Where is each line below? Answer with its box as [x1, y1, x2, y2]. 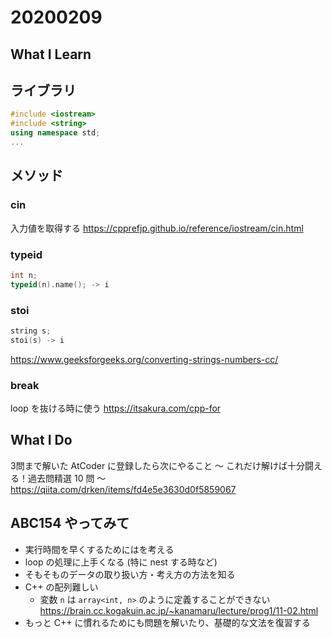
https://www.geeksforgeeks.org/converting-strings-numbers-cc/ [10, 353, 279, 365]
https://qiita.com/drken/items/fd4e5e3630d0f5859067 [10, 483, 237, 495]
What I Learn [10, 46, 92, 63]
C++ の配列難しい [24, 581, 99, 593]
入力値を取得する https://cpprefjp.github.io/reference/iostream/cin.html [10, 222, 304, 234]
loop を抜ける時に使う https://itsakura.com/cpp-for [10, 402, 222, 414]
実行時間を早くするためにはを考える [24, 543, 175, 555]
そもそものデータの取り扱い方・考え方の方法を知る [24, 568, 236, 580]
